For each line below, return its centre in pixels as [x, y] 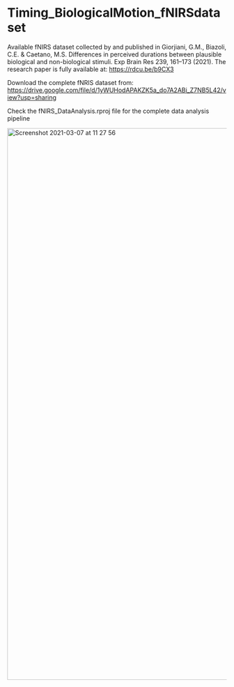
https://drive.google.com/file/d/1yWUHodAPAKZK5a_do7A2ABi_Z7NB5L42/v [117, 90]
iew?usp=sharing [32, 97]
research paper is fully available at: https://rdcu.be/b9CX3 [91, 69]
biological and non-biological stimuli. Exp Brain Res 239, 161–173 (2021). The [117, 61]
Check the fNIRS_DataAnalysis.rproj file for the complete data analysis [108, 111]
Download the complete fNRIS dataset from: [70, 82]
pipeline [18, 118]
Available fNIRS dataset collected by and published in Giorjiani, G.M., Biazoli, [117, 47]
